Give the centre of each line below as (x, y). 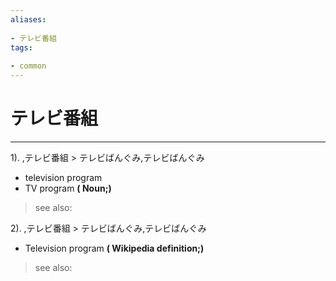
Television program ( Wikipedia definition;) (114, 248)
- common (28, 66)
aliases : (28, 19)
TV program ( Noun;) (68, 188)
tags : (21, 47)
